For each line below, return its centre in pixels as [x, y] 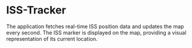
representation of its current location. [52, 39]
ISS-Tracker [36, 10]
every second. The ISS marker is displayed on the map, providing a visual [96, 32]
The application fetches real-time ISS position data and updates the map [95, 26]
